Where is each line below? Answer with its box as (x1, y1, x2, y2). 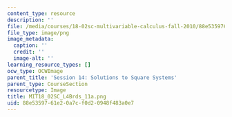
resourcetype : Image (7, 87, 67, 94)
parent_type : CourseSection (7, 81, 88, 87)
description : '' (7, 17, 54, 23)
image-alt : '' (13, 55, 54, 62)
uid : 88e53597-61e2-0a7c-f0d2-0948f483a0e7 (7, 100, 135, 107)
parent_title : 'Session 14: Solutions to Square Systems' (7, 74, 177, 81)
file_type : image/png (7, 29, 70, 36)
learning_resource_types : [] (7, 61, 91, 68)
